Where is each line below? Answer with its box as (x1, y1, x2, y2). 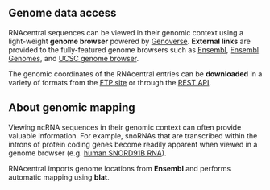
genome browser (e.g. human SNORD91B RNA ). (8, 148, 167, 158)
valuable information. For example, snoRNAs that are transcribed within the (8, 130, 258, 140)
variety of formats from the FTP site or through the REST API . (8, 77, 212, 87)
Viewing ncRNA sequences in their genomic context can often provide (8, 122, 242, 132)
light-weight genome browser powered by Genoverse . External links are (8, 36, 251, 46)
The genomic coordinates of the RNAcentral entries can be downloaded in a (8, 68, 263, 79)
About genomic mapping (8, 101, 135, 115)
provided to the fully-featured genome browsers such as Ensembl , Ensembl (8, 44, 260, 55)
